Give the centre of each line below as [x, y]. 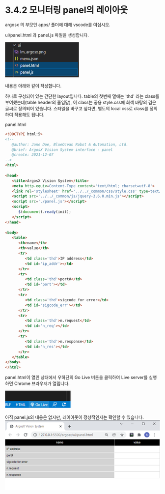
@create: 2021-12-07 [33, 155]
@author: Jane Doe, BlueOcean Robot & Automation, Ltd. [70, 145]
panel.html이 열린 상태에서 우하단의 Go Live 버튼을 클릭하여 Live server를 [77, 378]
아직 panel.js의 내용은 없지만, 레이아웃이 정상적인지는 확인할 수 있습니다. [74, 417]
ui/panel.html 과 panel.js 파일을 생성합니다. [47, 35]
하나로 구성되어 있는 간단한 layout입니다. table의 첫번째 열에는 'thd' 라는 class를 [82, 96]
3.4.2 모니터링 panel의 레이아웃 [67, 10]
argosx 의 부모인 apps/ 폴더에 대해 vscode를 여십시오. [58, 25]
